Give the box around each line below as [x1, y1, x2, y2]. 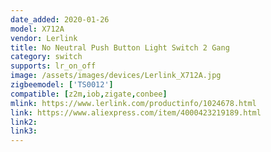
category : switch [10, 52, 83, 62]
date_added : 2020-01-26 [10, 14, 110, 25]
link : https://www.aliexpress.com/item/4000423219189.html [10, 107, 262, 118]
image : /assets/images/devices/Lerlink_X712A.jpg [10, 71, 222, 81]
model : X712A [10, 24, 65, 34]
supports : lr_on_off [10, 61, 97, 71]
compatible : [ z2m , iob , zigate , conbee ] [10, 89, 168, 99]
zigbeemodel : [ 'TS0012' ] [10, 80, 114, 90]
